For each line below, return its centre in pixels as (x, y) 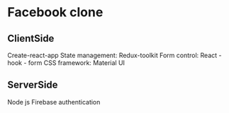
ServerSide (33, 85)
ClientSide (31, 38)
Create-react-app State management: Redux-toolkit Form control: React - (114, 55)
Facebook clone (55, 12)
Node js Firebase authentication (54, 102)
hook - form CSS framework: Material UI (66, 63)
